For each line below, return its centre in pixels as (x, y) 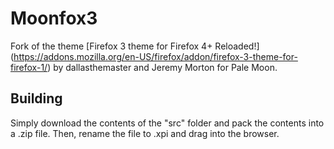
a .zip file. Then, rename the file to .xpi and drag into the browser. (145, 133)
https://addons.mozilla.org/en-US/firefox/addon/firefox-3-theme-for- (155, 56)
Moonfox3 (54, 18)
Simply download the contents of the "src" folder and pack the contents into (167, 123)
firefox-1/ (29, 67)
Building (36, 98)
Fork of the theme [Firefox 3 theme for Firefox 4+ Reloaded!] (135, 46)
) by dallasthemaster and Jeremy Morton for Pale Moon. (162, 67)
